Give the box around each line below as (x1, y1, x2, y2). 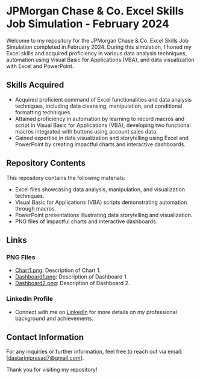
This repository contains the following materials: (6, 174, 126, 181)
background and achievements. (14, 315, 94, 322)
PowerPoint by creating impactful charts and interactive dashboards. (14, 140, 186, 148)
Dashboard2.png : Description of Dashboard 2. (14, 280, 130, 287)
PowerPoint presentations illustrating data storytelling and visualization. (14, 211, 193, 218)
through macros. (14, 205, 57, 212)
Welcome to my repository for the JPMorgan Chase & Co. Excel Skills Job (6, 37, 189, 44)
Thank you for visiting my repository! (6, 366, 98, 374)
